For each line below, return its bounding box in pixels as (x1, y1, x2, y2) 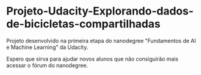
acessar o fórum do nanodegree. (6, 62, 88, 69)
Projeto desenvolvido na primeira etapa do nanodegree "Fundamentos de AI (6, 37, 196, 44)
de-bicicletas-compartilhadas (6, 17, 160, 31)
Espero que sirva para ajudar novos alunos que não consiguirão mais (6, 55, 179, 62)
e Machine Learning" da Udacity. (6, 44, 88, 51)
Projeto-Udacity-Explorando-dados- (6, 4, 194, 18)
